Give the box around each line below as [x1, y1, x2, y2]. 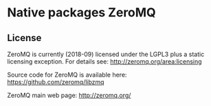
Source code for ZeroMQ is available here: [7, 70, 127, 79]
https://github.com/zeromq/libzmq [7, 78, 104, 86]
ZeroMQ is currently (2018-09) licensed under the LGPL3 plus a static [7, 50, 205, 58]
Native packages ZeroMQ [7, 5, 156, 21]
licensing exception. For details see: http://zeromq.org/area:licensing [7, 57, 202, 66]
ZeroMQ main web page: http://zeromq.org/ [7, 91, 131, 99]
